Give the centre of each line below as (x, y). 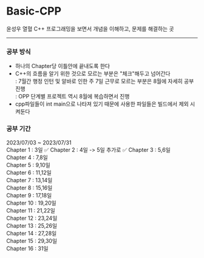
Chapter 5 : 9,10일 (28, 165)
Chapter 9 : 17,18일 (29, 195)
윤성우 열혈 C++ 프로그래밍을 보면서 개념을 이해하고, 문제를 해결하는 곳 (90, 29)
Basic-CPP (34, 11)
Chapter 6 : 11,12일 (29, 172)
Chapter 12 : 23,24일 (32, 218)
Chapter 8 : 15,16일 (29, 188)
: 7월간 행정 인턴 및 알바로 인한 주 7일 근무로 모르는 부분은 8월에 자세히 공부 (104, 81)
